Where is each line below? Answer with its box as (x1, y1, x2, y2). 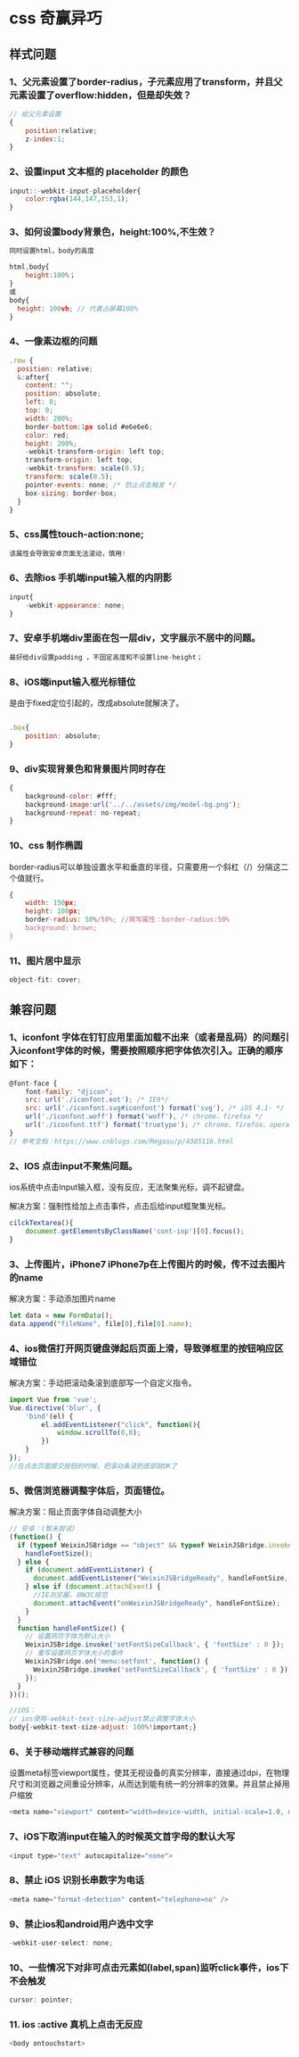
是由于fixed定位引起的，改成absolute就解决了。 (9, 697, 184, 708)
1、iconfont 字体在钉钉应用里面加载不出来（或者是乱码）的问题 (9, 1032, 280, 1044)
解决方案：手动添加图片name (9, 1293, 116, 1304)
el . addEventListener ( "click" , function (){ (41, 1420, 201, 1429)
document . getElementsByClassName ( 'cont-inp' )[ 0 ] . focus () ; (25, 1226, 245, 1236)
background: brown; (25, 924, 98, 933)
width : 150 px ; (25, 899, 77, 908)
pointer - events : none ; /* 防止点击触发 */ (25, 480, 177, 489)
